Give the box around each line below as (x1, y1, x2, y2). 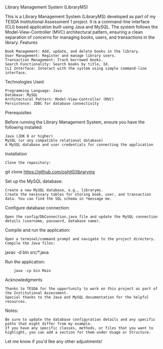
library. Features (5, 40, 38, 45)
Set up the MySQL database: (5, 178, 63, 184)
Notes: (5, 308, 18, 313)
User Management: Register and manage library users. (5, 53, 117, 58)
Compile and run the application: (5, 227, 71, 233)
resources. (5, 299, 27, 304)
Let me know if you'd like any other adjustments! (5, 339, 102, 344)
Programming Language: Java (5, 88, 62, 93)
